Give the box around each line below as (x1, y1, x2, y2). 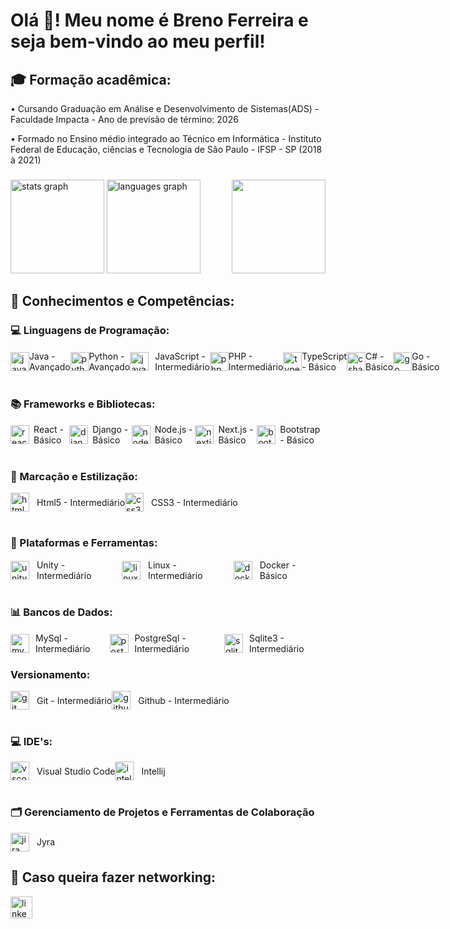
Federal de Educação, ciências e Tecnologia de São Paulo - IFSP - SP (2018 (10, 144, 323, 155)
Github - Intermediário (138, 694, 230, 706)
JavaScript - (154, 350, 206, 362)
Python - (88, 350, 125, 362)
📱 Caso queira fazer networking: (10, 869, 217, 886)
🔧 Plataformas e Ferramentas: (10, 536, 158, 550)
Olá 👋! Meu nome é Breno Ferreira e (10, 9, 309, 32)
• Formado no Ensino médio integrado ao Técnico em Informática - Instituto (10, 133, 322, 144)
